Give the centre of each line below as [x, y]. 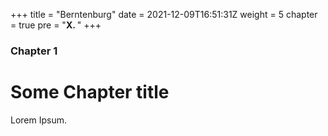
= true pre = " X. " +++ [56, 25]
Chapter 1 [34, 51]
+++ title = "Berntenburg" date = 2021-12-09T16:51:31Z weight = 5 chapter [164, 14]
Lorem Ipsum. [39, 120]
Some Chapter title [90, 92]
